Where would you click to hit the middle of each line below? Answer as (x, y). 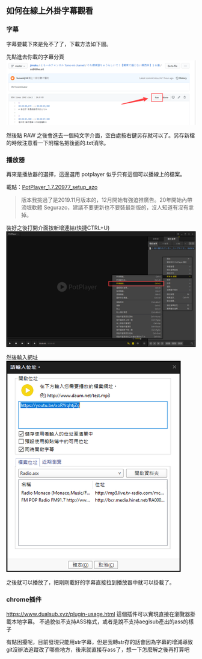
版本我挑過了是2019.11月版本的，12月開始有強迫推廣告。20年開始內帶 (107, 200)
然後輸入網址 (22, 358)
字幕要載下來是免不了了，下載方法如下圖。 (59, 43)
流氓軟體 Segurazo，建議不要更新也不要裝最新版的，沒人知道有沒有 (105, 208)
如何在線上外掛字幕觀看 (50, 11)
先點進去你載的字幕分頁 (35, 57)
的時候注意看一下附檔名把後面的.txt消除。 (58, 143)
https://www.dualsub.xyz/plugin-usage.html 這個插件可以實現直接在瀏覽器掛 (101, 614)
